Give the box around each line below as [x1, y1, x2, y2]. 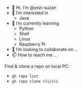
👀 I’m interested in [11, 10, 49, 16]
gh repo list [11, 74, 39, 79]
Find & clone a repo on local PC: [4, 63, 70, 69]
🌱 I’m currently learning [11, 20, 59, 26]
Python [19, 26, 34, 31]
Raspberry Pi [19, 41, 46, 47]
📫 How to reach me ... [11, 52, 57, 58]
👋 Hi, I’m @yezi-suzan [11, 5, 57, 10]
